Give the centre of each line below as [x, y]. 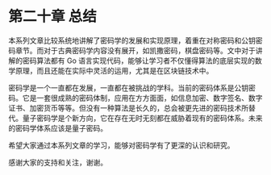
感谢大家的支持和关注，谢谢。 [58, 162]
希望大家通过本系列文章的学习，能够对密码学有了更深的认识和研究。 [121, 145]
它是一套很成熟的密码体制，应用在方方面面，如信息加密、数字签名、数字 [142, 98]
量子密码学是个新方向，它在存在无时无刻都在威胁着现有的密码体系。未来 [142, 118]
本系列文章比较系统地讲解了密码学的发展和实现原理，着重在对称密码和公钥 [132, 40]
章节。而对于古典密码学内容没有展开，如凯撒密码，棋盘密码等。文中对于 [135, 50]
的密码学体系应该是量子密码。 [58, 128]
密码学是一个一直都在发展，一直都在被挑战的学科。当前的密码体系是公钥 [128, 87]
